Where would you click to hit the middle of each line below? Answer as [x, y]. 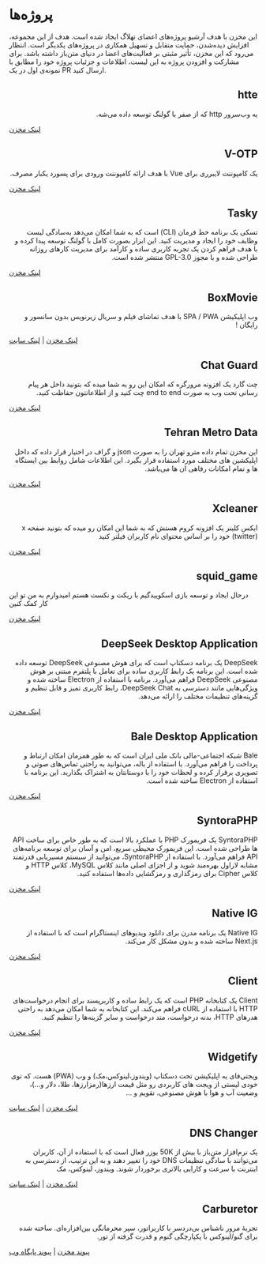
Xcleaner [235, 508]
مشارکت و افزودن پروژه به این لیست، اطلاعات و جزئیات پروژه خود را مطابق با [124, 62]
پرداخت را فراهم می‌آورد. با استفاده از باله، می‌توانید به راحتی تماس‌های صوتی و [142, 764]
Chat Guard [229, 365]
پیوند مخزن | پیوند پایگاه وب [49, 1251]
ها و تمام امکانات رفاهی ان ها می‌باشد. [201, 468]
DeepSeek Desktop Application [179, 643]
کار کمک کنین [28, 604]
